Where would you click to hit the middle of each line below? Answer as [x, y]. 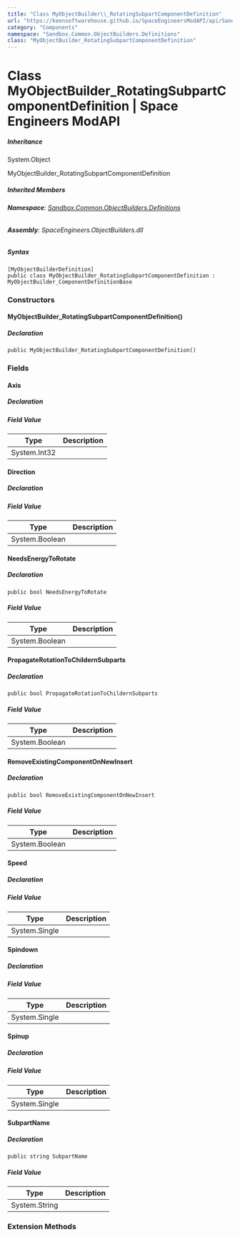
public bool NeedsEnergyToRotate [57, 592]
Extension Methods [42, 1226]
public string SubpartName [47, 1157]
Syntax [19, 252]
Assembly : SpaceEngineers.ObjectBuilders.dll [75, 230]
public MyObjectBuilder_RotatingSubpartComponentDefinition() [102, 351]
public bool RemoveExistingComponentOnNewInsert [81, 795]
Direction [21, 471]
